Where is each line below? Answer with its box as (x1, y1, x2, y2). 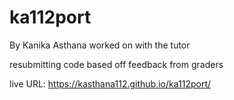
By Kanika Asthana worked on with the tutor (9, 39, 191, 51)
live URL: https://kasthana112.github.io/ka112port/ (9, 77, 212, 90)
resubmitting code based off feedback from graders (9, 58, 224, 70)
